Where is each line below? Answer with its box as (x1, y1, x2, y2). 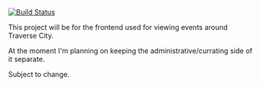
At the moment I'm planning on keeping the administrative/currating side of (8, 46, 253, 55)
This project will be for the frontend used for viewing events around (8, 23, 228, 31)
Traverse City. (8, 31, 54, 40)
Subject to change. (8, 70, 70, 78)
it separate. (8, 55, 45, 63)
